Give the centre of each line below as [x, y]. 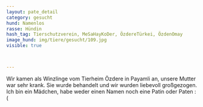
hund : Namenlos [25, 23]
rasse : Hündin [24, 29]
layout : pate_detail [32, 12]
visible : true [24, 46]
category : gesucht [29, 18]
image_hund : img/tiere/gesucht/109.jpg [57, 40]
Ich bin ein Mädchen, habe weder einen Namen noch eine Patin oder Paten [100, 91]
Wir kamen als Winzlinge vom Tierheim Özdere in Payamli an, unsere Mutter [101, 79]
